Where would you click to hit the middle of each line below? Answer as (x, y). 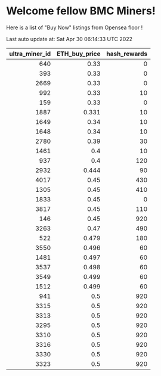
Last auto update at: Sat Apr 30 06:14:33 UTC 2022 (69, 39)
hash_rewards (127, 54)
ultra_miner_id (30, 54)
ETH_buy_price (78, 54)
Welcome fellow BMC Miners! (81, 11)
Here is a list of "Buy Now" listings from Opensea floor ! (75, 27)
